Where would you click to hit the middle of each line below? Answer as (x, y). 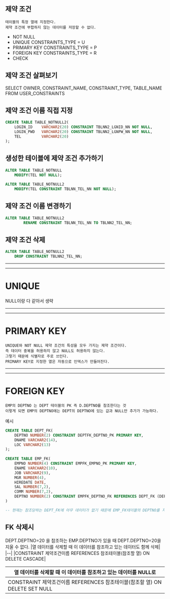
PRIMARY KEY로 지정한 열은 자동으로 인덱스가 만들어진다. (57, 362)
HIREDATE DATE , (30, 482)
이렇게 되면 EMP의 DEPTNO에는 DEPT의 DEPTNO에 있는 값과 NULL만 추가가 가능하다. (82, 411)
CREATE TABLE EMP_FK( (28, 459)
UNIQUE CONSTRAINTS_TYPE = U (49, 42)
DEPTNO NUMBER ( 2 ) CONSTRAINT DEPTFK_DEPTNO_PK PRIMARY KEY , (79, 435)
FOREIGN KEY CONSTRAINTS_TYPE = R (55, 53)
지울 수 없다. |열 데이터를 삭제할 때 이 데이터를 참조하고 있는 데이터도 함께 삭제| (83, 547)
